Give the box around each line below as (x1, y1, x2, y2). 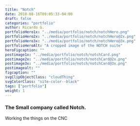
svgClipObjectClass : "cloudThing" (5, 75, 75, 79)
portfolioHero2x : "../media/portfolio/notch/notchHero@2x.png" (5, 34, 136, 39)
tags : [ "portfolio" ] (5, 83, 47, 89)
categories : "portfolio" (5, 20, 55, 26)
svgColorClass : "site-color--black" (5, 79, 79, 84)
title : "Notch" (5, 7, 36, 12)
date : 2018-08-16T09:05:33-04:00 (5, 12, 73, 16)
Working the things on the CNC (5, 115, 68, 121)
